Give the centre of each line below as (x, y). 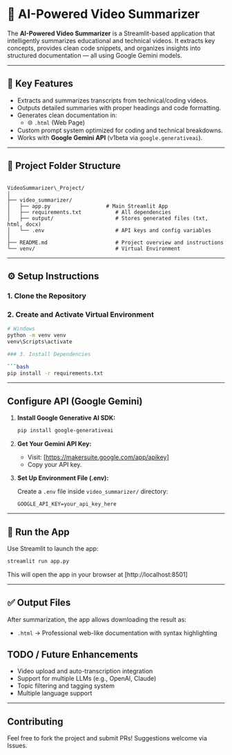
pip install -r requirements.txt (55, 373)
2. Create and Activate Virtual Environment (80, 314)
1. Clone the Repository (47, 296)
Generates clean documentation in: (67, 115)
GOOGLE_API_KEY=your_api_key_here (67, 504)
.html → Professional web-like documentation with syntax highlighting (117, 632)
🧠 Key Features (40, 83)
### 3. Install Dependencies (49, 354)
